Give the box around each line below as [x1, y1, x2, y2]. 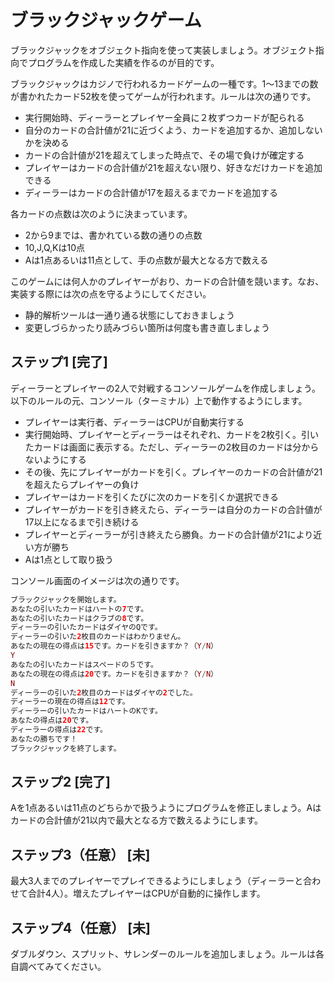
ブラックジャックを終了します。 [10, 743, 122, 753]
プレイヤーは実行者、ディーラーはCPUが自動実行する [24, 416, 245, 428]
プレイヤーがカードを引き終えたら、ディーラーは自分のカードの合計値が [24, 503, 323, 515]
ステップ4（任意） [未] [10, 919, 152, 936]
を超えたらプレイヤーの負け [24, 478, 140, 490]
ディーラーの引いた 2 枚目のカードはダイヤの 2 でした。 [10, 687, 198, 698]
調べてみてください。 [18, 961, 107, 973]
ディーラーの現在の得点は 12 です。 [10, 697, 130, 707]
